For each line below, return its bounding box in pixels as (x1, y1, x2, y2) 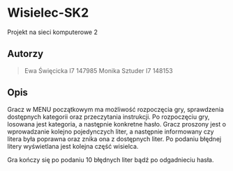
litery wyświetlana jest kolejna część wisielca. (7, 142, 139, 150)
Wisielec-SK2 (7, 5, 89, 21)
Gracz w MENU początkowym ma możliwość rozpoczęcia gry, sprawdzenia (7, 105, 225, 113)
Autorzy (7, 48, 44, 60)
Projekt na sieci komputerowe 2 (7, 28, 98, 36)
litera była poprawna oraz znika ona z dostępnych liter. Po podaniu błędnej (7, 134, 222, 143)
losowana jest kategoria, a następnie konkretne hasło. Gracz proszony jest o (7, 120, 227, 128)
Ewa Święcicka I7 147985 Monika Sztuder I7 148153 (24, 66, 173, 74)
